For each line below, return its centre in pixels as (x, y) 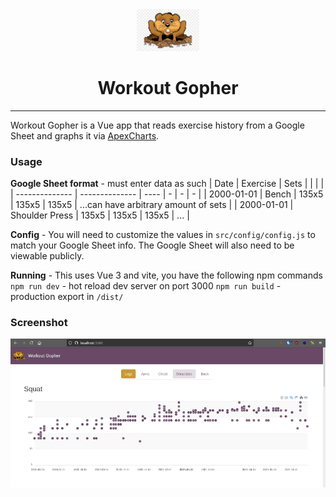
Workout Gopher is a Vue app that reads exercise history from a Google (157, 125)
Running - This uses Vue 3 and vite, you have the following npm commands (166, 275)
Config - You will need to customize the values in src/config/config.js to (163, 234)
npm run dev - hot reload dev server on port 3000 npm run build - (146, 285)
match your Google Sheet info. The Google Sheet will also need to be (152, 245)
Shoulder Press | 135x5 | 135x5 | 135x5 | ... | (100, 215)
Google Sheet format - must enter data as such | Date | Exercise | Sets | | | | (167, 183)
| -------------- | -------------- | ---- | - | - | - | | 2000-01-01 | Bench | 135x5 (167, 194)
